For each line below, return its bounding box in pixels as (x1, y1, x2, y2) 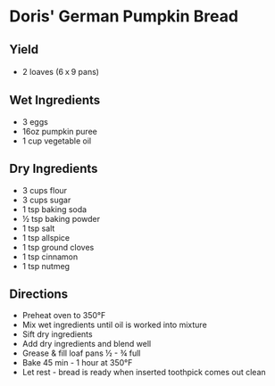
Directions (9, 287, 69, 302)
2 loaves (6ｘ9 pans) (21, 67, 100, 77)
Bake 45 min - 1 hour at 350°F (21, 357, 133, 368)
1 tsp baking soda (21, 203, 87, 215)
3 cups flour (21, 185, 68, 195)
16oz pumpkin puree (21, 126, 98, 136)
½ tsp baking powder (21, 213, 101, 224)
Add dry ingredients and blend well (21, 339, 152, 349)
